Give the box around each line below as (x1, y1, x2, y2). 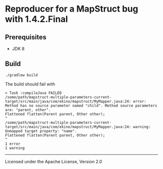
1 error (5, 141, 21, 146)
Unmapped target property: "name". (5, 128, 77, 134)
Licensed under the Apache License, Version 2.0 (5, 158, 102, 164)
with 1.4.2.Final (5, 14, 68, 25)
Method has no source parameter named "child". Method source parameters (5, 103, 158, 108)
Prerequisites (5, 33, 47, 41)
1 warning (5, 145, 25, 151)
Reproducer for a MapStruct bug (5, 3, 138, 15)
